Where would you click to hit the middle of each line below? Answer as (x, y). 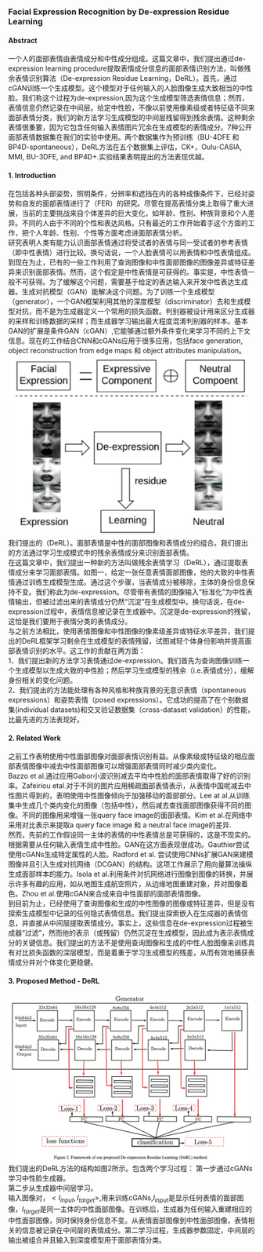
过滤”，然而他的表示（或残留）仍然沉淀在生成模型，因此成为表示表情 (136, 933)
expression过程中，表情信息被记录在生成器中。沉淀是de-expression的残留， (131, 611)
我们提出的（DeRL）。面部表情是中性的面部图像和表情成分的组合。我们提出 (128, 542)
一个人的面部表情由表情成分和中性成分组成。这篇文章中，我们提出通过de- (127, 59)
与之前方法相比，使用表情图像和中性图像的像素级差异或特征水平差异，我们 (128, 631)
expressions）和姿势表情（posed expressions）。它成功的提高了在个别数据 (128, 699)
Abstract (23, 40)
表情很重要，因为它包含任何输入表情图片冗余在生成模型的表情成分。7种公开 (130, 127)
